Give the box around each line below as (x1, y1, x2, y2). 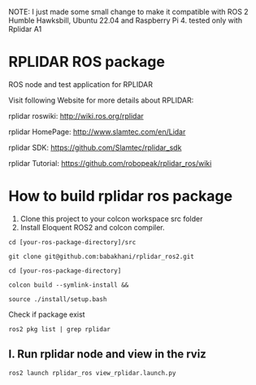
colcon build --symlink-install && (8, 281, 129, 289)
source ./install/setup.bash (8, 295, 107, 304)
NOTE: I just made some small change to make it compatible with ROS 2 (8, 7, 249, 16)
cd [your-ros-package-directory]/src (8, 238, 137, 247)
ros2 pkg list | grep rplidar (8, 325, 111, 333)
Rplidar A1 (8, 24, 42, 33)
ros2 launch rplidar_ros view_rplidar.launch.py (8, 369, 176, 377)
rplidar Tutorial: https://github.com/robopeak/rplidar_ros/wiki (8, 158, 212, 168)
